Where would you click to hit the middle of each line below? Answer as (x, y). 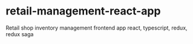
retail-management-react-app (83, 11)
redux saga (20, 34)
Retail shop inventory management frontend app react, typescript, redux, (97, 28)
